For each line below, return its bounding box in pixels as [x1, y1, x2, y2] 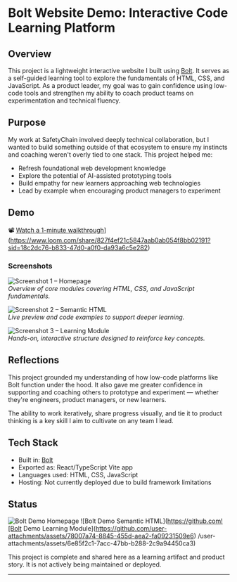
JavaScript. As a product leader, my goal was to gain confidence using [8, 82, 213, 89]
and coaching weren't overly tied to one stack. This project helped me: [8, 150, 213, 159]
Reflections [8, 354, 60, 366]
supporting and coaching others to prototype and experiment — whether [8, 388, 219, 396]
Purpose [8, 117, 46, 129]
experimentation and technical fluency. [8, 96, 121, 105]
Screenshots [8, 261, 53, 271]
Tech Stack [8, 437, 58, 449]
